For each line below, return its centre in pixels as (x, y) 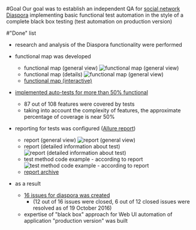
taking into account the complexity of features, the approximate (102, 110)
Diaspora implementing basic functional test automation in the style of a (95, 15)
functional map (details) (53, 74)
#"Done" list (21, 33)
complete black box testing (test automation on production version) (89, 21)
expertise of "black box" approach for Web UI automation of (98, 214)
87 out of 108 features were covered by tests (79, 104)
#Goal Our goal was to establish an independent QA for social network (93, 9)
